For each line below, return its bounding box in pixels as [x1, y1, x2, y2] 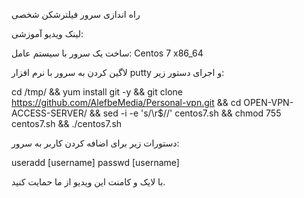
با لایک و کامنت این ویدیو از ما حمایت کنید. [11, 176, 166, 188]
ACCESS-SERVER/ [11, 107, 88, 119]
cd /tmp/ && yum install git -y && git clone [11, 86, 183, 98]
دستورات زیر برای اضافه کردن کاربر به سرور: [11, 137, 180, 149]
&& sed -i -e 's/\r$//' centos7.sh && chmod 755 [89, 107, 282, 119]
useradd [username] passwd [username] [11, 157, 180, 168]
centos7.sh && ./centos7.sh [11, 118, 123, 129]
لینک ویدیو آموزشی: [11, 28, 84, 39]
